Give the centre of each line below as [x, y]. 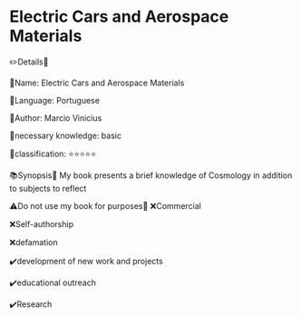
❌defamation [34, 242]
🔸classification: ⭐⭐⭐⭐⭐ [53, 154]
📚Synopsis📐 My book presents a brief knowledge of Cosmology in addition [151, 175]
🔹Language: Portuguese [54, 100]
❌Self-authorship [42, 223]
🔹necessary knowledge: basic [66, 135]
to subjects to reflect [48, 188]
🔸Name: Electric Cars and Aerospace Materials [97, 83]
